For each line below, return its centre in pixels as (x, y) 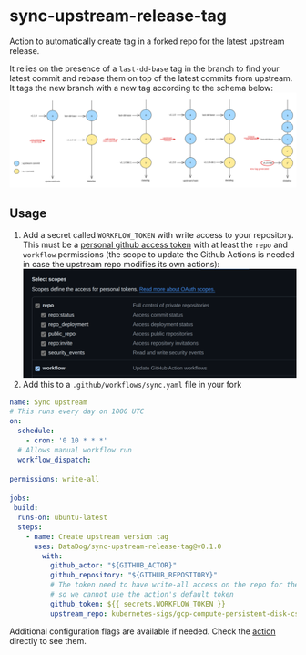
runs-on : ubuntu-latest (62, 517)
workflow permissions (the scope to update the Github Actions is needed (158, 255)
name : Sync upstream (49, 402)
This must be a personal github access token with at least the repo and (155, 245)
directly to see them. (48, 640)
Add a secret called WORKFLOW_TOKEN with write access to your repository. (158, 235)
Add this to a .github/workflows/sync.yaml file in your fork (132, 384)
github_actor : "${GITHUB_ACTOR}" (113, 566)
